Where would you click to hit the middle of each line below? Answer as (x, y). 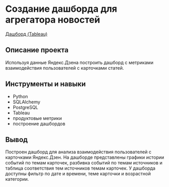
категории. (17, 179)
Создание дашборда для (61, 9)
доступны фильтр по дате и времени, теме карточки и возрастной (78, 174)
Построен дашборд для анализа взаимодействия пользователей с (78, 152)
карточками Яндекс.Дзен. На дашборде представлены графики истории (85, 157)
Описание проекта (37, 50)
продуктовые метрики (37, 118)
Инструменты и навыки (46, 84)
